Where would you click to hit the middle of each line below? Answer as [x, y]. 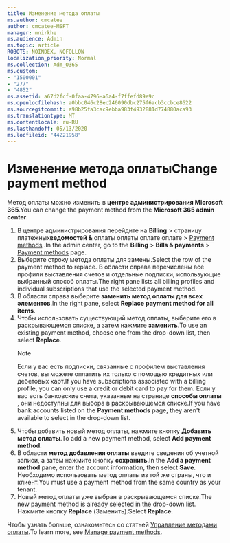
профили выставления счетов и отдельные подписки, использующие [119, 274]
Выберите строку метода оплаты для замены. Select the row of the [114, 260]
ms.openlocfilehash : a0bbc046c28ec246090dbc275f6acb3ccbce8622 [100, 103]
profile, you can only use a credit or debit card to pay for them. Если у [116, 388]
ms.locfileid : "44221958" [44, 135]
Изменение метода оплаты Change [112, 169]
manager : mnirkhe [32, 33]
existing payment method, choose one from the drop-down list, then [114, 333]
